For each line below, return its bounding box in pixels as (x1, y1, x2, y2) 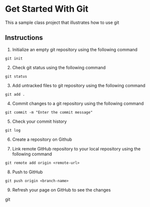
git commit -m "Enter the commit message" (5, 110, 93, 115)
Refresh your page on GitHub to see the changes (12, 187, 111, 193)
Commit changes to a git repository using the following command (12, 100, 144, 106)
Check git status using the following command (12, 64, 106, 70)
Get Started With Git (5, 3, 89, 15)
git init (5, 56, 23, 61)
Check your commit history (12, 118, 67, 124)
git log (5, 128, 21, 132)
